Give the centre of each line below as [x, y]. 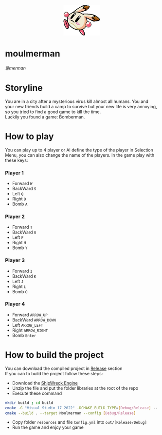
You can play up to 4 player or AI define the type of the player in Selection [79, 150]
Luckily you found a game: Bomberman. [45, 117]
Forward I [22, 271]
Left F [18, 237]
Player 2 [15, 217]
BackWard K [24, 276]
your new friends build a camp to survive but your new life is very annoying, [81, 106]
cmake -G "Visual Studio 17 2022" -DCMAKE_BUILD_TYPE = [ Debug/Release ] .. [81, 408]
